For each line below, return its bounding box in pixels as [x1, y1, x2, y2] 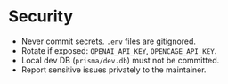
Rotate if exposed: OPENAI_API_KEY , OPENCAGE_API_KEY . [20, 45, 217, 55]
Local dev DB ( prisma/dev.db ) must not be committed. [20, 55, 220, 65]
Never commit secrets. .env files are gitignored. [20, 36, 197, 46]
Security [8, 6, 73, 27]
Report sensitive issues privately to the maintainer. [20, 64, 207, 75]
